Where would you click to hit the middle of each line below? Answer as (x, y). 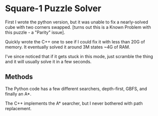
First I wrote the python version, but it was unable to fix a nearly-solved (77, 22)
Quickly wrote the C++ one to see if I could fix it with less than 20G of (75, 41)
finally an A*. (18, 94)
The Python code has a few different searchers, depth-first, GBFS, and (76, 89)
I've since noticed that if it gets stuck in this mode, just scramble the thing (79, 56)
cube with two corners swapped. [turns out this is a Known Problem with (78, 27)
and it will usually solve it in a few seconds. (48, 61)
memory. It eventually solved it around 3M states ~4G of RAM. (68, 47)
